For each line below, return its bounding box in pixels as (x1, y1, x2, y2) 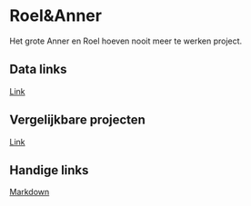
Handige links (9, 162, 89, 178)
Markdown (9, 187, 50, 198)
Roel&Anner (9, 5, 103, 26)
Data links (9, 62, 67, 77)
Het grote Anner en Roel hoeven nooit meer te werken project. (9, 35, 243, 46)
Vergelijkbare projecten (9, 113, 146, 128)
